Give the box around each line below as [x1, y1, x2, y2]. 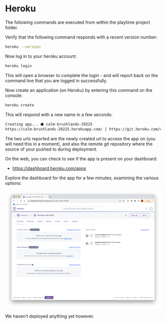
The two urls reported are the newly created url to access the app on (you [5, 136, 156, 142]
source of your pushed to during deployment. [5, 146, 98, 152]
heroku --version [5, 44, 41, 49]
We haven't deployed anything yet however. [5, 313, 94, 319]
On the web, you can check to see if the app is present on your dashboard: [5, 156, 158, 162]
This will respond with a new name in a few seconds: [5, 112, 113, 118]
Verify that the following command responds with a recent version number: [5, 34, 158, 40]
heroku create [5, 102, 35, 108]
